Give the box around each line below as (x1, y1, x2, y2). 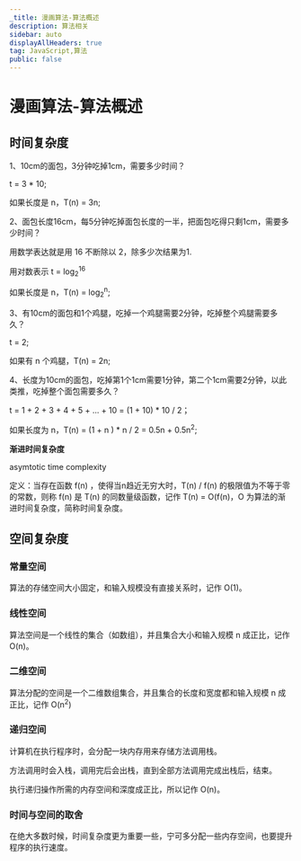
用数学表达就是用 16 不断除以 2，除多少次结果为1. (9, 246, 192, 257)
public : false (9, 55, 63, 64)
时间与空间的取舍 (9, 808, 84, 821)
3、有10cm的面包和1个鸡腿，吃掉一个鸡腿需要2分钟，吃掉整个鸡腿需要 (9, 307, 270, 318)
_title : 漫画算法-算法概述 (9, 13, 100, 22)
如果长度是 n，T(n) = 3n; (9, 197, 102, 208)
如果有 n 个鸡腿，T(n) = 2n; (9, 355, 111, 366)
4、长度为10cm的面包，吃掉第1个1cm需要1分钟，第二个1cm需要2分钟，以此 (9, 374, 288, 385)
